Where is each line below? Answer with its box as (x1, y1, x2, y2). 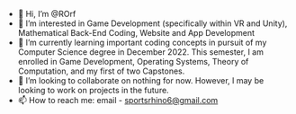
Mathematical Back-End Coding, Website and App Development (17, 28, 255, 38)
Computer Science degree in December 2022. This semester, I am (17, 47, 264, 57)
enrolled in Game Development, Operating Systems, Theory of (17, 57, 249, 66)
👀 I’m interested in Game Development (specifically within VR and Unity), (17, 18, 288, 29)
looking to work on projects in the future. (17, 85, 169, 95)
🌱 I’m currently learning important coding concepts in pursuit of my (17, 37, 267, 48)
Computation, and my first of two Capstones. (17, 66, 185, 76)
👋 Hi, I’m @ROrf (17, 9, 76, 19)
